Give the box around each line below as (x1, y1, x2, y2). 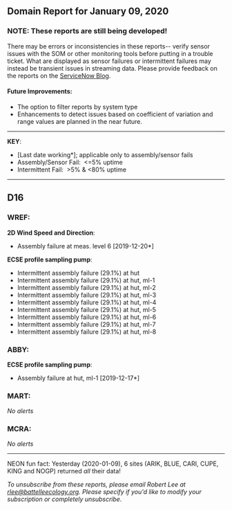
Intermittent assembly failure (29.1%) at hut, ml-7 (17, 320, 156, 328)
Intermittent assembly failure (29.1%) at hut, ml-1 (17, 276, 155, 284)
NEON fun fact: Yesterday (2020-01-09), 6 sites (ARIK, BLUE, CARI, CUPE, (7, 459, 219, 468)
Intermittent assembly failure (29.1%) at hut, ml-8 (17, 327, 157, 336)
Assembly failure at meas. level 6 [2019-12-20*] (17, 242, 154, 250)
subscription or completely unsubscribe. (7, 495, 122, 504)
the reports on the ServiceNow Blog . (7, 71, 111, 80)
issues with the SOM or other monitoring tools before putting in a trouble (7, 49, 213, 57)
